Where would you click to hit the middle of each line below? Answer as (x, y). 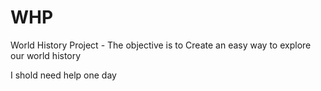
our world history (46, 55)
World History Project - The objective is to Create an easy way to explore (161, 45)
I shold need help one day (63, 75)
